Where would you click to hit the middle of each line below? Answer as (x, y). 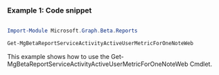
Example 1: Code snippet (50, 10)
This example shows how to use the (58, 57)
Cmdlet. (201, 64)
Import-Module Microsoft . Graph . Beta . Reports (72, 31)
